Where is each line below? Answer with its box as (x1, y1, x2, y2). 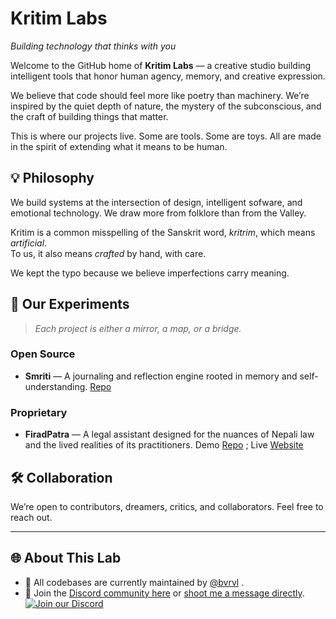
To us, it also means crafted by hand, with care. (10, 247, 207, 259)
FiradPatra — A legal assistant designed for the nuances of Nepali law (24, 428, 315, 441)
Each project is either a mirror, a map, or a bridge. (34, 322, 242, 334)
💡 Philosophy (10, 170, 95, 187)
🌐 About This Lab (10, 550, 122, 567)
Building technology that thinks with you (10, 40, 177, 52)
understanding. (24, 380, 88, 392)
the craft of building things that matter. (10, 110, 169, 122)
